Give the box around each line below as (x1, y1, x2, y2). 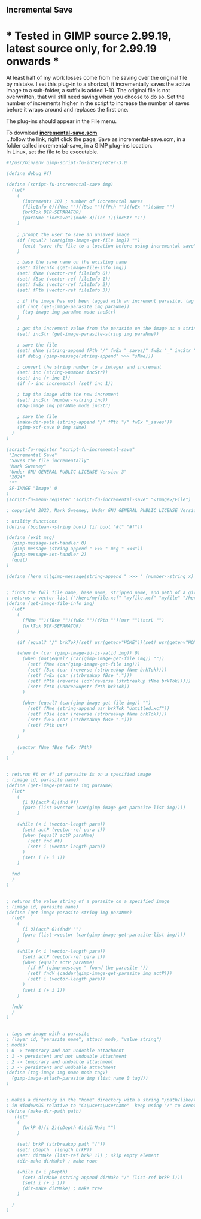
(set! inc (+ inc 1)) (17, 375, 71, 381)
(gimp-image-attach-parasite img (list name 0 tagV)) (11, 1076, 148, 1082)
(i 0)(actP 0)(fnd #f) (22, 799, 79, 805)
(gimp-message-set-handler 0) (11, 540, 87, 546)
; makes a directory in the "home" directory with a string (6, 1097, 160, 1103)
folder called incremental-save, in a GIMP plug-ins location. (6, 142, 153, 149)
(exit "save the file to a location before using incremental (22, 243, 181, 249)
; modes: (6, 1042, 28, 1048)
